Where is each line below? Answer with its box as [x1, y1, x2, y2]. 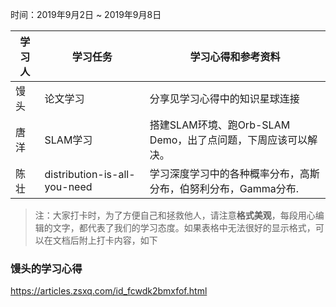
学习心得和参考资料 [189, 50, 281, 63]
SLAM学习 [44, 133, 93, 147]
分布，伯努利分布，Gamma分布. [149, 182, 300, 195]
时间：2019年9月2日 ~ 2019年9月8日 [10, 9, 162, 20]
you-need [44, 180, 93, 193]
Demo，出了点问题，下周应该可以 [149, 133, 308, 147]
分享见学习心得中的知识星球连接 [149, 92, 300, 105]
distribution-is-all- [44, 168, 136, 181]
